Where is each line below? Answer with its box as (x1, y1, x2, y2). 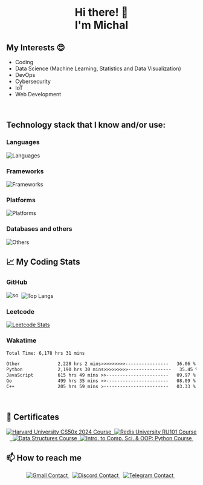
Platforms (6, 196, 36, 204)
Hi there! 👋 (74, 5, 129, 19)
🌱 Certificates (6, 412, 59, 423)
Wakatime (6, 336, 37, 345)
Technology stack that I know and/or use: (6, 120, 166, 130)
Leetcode (6, 307, 35, 315)
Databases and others (6, 225, 72, 233)
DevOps (14, 71, 36, 78)
